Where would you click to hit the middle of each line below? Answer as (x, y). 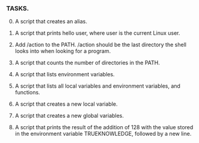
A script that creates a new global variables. (69, 116)
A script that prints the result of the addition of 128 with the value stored (104, 127)
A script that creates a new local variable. (66, 104)
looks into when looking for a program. (63, 51)
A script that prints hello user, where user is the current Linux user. (97, 33)
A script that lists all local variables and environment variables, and (97, 86)
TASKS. (17, 8)
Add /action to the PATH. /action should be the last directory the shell (100, 45)
